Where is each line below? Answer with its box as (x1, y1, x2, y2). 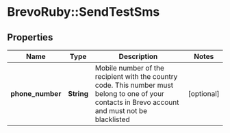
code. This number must (94, 80, 173, 90)
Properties (7, 32, 53, 43)
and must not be (94, 106, 148, 115)
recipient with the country (94, 72, 178, 81)
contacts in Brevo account (94, 97, 179, 107)
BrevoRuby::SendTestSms (7, 4, 160, 20)
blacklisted (94, 114, 130, 124)
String (68, 89, 89, 98)
